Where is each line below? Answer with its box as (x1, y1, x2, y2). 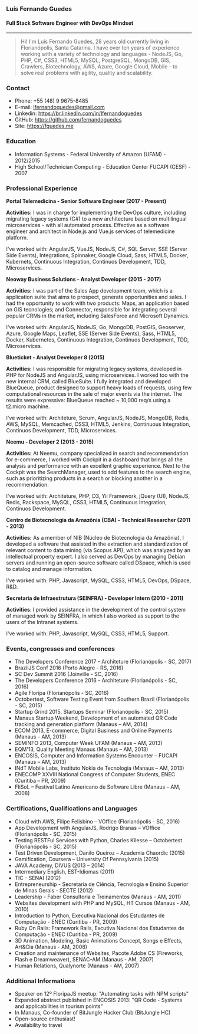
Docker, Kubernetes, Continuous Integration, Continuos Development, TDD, (6, 336, 189, 343)
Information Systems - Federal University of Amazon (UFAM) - (14, 150, 166, 157)
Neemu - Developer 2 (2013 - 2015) (6, 438, 94, 445)
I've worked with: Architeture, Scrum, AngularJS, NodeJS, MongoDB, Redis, (6, 415, 190, 422)
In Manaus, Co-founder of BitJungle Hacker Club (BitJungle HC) (14, 1009, 171, 1016)
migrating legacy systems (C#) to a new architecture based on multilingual (6, 215, 187, 222)
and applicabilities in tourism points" (14, 1002, 103, 1010)
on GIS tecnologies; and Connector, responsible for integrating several (6, 306, 177, 313)
